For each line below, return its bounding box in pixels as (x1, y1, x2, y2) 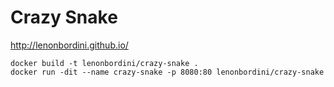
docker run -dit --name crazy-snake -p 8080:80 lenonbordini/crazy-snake (10, 67, 325, 77)
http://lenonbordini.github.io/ (10, 39, 129, 51)
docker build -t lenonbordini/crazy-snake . (10, 58, 199, 68)
